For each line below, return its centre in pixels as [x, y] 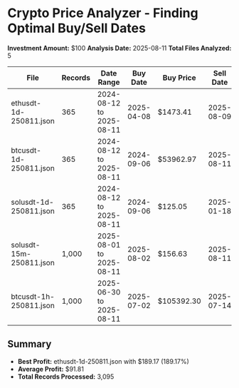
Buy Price [180, 78]
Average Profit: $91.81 [51, 369]
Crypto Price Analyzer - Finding [103, 13]
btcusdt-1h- [33, 296]
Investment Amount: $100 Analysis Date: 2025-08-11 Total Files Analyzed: [119, 48]
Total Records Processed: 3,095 [66, 377]
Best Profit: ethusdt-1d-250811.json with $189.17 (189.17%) [103, 361]
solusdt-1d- [33, 202]
